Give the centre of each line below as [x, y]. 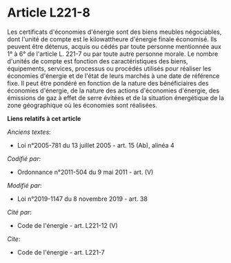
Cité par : [20, 212]
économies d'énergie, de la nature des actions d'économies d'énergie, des [113, 90]
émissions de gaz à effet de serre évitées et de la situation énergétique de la [115, 97]
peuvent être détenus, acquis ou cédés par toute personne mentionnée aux [114, 46]
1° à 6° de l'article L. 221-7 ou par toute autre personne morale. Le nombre [113, 54]
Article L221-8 [49, 13]
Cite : [14, 239]
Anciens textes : [29, 132]
